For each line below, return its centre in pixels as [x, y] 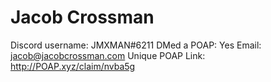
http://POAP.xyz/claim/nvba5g [73, 66]
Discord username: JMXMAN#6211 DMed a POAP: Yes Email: [136, 45]
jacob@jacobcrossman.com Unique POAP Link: [108, 55]
